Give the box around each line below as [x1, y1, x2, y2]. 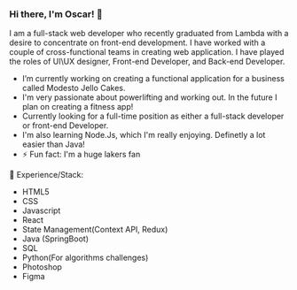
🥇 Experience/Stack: [9, 170, 84, 180]
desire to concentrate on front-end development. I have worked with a [9, 37, 266, 48]
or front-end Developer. [21, 120, 109, 131]
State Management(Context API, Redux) [21, 225, 168, 235]
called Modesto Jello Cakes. [21, 83, 126, 94]
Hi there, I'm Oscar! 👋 [9, 8, 104, 20]
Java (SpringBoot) [21, 233, 89, 244]
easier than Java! [21, 139, 86, 149]
